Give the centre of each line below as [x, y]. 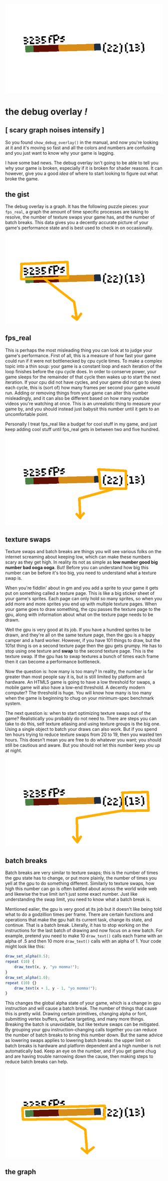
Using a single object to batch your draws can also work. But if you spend [81, 729]
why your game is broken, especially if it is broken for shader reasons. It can [84, 168]
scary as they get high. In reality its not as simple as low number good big [82, 562]
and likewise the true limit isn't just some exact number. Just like [71, 894]
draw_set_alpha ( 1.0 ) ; [28, 978]
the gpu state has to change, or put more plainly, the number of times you [81, 878]
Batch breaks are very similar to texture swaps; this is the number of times [82, 873]
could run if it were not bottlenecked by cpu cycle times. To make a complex [84, 361]
